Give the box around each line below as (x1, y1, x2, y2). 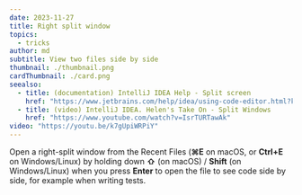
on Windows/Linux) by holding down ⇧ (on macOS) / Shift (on (9, 156, 242, 166)
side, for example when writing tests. (9, 175, 147, 185)
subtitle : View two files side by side (9, 55, 159, 64)
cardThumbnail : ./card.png (9, 72, 111, 81)
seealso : (9, 80, 42, 89)
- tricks (17, 38, 50, 48)
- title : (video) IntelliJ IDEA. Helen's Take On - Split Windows (17, 105, 271, 114)
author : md (9, 47, 50, 56)
